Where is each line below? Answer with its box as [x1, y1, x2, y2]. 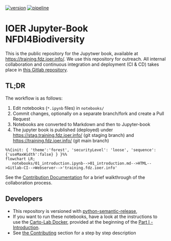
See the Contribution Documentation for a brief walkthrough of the [5, 174, 145, 180]
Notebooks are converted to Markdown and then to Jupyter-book [12, 121, 151, 127]
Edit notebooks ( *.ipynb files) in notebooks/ [12, 105, 105, 111]
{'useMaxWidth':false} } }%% [5, 152, 67, 157]
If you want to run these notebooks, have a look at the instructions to [12, 213, 158, 220]
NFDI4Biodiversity [5, 34, 85, 45]
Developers [5, 195, 43, 203]
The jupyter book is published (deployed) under [12, 127, 113, 133]
